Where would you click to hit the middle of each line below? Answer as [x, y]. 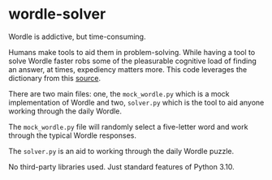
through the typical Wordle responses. [72, 135]
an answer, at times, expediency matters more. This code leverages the [128, 69]
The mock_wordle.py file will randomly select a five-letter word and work [128, 126]
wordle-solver [57, 14]
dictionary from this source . [55, 78]
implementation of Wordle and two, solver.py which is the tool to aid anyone [136, 102]
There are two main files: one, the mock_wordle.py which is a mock [119, 93]
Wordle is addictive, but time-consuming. [77, 36]
